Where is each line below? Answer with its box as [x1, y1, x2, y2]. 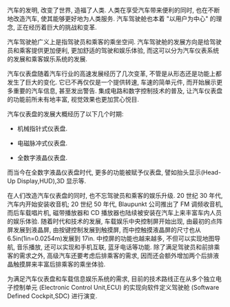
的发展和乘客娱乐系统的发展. [7, 55, 88, 63]
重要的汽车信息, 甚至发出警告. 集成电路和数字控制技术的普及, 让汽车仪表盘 [12, 87, 222, 95]
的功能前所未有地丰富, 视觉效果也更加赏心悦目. [7, 95, 140, 103]
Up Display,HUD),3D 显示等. [7, 177, 87, 185]
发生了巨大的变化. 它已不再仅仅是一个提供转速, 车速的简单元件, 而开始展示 [7, 78, 217, 86]
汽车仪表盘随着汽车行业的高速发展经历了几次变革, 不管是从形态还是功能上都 [7, 69, 222, 78]
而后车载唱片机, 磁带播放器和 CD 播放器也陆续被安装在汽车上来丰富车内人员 [7, 209, 222, 216]
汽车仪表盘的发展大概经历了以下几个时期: [7, 110, 124, 118]
